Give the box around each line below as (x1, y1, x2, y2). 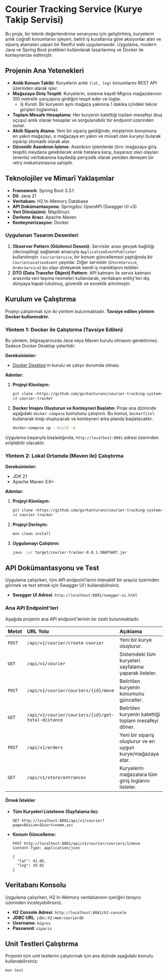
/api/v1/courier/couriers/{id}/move (26, 688, 114, 693)
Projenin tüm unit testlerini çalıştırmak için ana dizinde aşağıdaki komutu (5, 953, 153, 959)
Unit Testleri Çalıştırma (5, 939, 78, 948)
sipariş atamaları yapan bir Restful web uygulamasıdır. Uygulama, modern (5, 41, 156, 47)
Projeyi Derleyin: (12, 521, 48, 527)
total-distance (26, 717, 63, 723)
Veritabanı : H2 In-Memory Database (12, 198, 88, 204)
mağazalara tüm (119, 771, 157, 778)
